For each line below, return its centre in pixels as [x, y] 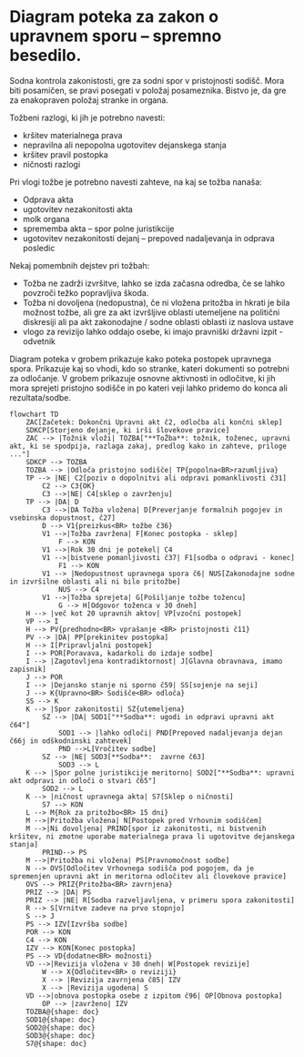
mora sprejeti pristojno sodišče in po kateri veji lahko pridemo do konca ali [149, 388]
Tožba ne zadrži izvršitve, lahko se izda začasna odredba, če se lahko [153, 283]
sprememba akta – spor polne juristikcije [98, 229]
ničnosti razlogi [51, 164]
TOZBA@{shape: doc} [63, 1011]
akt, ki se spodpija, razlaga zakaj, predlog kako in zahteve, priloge [148, 446]
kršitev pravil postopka [66, 154]
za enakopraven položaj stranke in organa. [89, 100]
